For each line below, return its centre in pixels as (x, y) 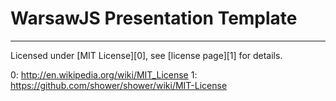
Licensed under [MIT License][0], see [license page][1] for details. (146, 55)
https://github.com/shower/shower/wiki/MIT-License (119, 85)
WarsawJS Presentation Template (154, 18)
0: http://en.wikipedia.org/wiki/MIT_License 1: (104, 74)
